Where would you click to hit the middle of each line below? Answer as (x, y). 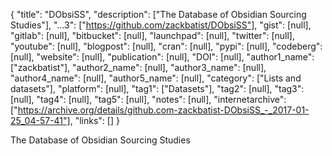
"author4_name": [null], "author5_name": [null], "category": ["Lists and (156, 78)
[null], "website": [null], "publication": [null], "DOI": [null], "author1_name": (162, 57)
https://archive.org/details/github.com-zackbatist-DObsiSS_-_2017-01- (163, 110)
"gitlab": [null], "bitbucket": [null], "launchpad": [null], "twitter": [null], (152, 35)
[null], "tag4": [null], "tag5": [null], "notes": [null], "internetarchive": (148, 99)
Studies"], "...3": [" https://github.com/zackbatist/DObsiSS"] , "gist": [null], (161, 25)
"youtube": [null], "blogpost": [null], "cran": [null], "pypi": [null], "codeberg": (166, 46)
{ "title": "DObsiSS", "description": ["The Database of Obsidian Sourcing (158, 14)
